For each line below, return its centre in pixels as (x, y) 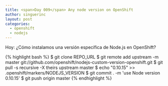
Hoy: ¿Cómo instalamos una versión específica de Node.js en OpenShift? (81, 47)
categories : (18, 24)
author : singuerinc (26, 14)
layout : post (19, 19)
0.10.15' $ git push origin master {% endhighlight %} (59, 78)
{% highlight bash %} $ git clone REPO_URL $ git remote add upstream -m (82, 57)
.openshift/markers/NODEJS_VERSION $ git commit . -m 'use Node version (83, 73)
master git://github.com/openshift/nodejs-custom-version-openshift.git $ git (84, 62)
